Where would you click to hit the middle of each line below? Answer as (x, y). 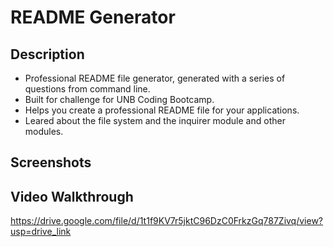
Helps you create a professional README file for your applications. (162, 110)
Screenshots (51, 162)
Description (47, 54)
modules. (44, 131)
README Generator (93, 17)
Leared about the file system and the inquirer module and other (155, 120)
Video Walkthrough (72, 196)
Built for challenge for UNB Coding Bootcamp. (119, 99)
